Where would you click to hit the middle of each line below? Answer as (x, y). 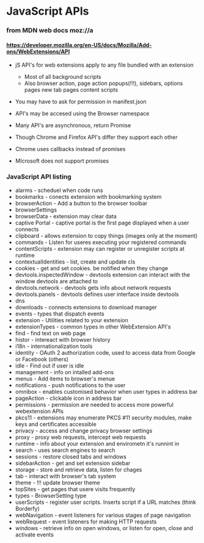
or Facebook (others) (42, 359)
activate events (34, 534)
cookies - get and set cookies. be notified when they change (92, 268)
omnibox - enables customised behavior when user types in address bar (106, 391)
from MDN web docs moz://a (50, 31)
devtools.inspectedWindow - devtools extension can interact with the (103, 275)
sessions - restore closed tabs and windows (71, 456)
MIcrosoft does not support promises (62, 161)
